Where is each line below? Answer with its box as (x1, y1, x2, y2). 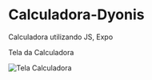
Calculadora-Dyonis (8, 6, 145, 24)
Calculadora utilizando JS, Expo (8, 32, 114, 42)
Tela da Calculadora (8, 47, 74, 57)
